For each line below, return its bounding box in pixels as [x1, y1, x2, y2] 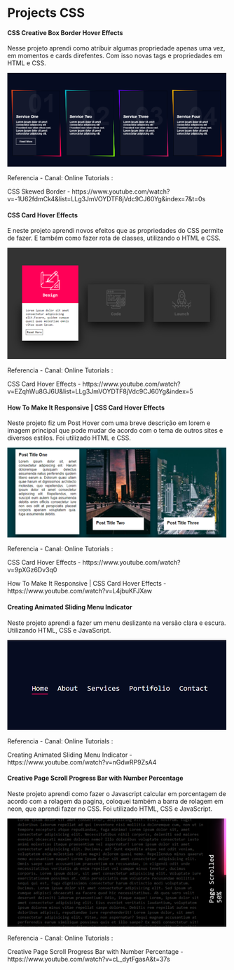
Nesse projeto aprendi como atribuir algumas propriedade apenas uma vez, [7, 44, 226, 53]
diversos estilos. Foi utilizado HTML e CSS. [7, 433, 131, 443]
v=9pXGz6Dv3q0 [7, 566, 57, 574]
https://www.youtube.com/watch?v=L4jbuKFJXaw [7, 587, 153, 595]
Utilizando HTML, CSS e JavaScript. [7, 626, 111, 634]
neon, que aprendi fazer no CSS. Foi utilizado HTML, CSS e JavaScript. [7, 804, 212, 813]
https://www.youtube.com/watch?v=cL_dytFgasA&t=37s [7, 955, 170, 964]
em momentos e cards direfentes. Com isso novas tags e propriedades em [7, 51, 223, 60]
